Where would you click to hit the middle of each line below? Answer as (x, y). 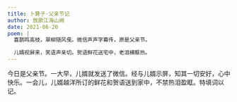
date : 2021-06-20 (33, 27)
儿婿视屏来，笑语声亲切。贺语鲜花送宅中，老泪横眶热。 (82, 53)
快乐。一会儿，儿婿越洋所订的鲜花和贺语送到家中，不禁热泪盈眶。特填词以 (116, 82)
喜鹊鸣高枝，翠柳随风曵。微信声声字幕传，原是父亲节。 (82, 40)
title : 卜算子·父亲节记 (39, 14)
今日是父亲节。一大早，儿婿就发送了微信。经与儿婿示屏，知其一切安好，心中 (119, 74)
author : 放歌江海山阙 (36, 20)
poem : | (19, 33)
